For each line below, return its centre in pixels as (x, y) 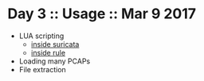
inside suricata (55, 44)
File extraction (43, 69)
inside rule (48, 52)
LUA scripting (41, 36)
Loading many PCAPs (55, 61)
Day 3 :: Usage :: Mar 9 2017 (102, 14)
